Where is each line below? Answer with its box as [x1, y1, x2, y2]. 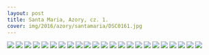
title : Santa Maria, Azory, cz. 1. [7, 16, 109, 23]
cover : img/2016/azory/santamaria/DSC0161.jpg [7, 22, 143, 29]
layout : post [7, 10, 45, 17]
